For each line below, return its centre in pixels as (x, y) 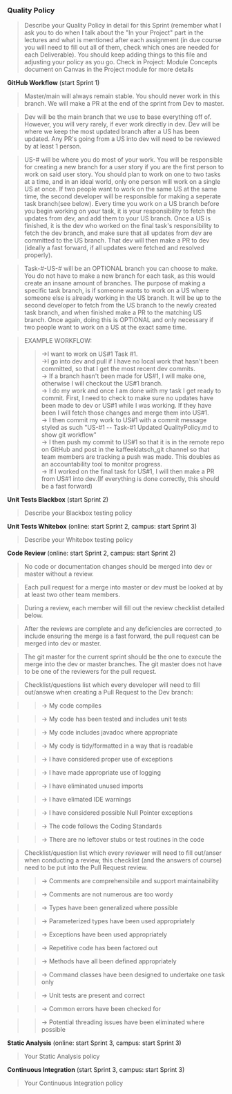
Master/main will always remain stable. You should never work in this (122, 96)
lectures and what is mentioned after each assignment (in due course (123, 40)
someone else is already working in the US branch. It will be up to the (123, 298)
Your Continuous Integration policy (73, 1083)
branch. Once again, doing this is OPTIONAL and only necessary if (119, 320)
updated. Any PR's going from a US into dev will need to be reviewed (122, 139)
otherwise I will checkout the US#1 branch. (102, 384)
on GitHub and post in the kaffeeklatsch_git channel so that (125, 450)
